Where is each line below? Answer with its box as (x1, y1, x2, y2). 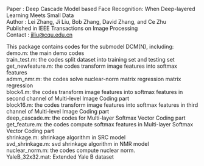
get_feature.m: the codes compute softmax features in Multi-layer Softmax (6, 121, 194, 128)
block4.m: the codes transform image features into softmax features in (6, 88, 183, 95)
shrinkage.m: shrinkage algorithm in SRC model (6, 134, 126, 141)
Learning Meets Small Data (6, 12, 74, 19)
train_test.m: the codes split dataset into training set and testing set (6, 56, 175, 63)
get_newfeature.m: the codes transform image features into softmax (6, 62, 178, 70)
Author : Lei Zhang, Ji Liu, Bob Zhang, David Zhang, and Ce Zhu (6, 18, 166, 25)
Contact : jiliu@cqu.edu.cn (6, 31, 73, 38)
